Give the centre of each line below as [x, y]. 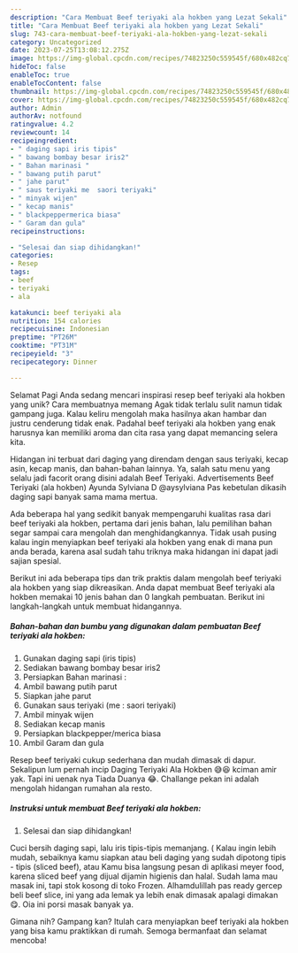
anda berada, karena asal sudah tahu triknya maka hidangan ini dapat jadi [144, 551]
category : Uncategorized [56, 42]
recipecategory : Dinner [54, 362]
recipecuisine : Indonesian [60, 329]
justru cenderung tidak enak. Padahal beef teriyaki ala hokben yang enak [143, 423]
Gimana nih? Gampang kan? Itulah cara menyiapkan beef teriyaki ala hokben [149, 921]
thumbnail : [30, 91]
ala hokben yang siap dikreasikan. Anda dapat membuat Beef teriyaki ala [142, 587]
